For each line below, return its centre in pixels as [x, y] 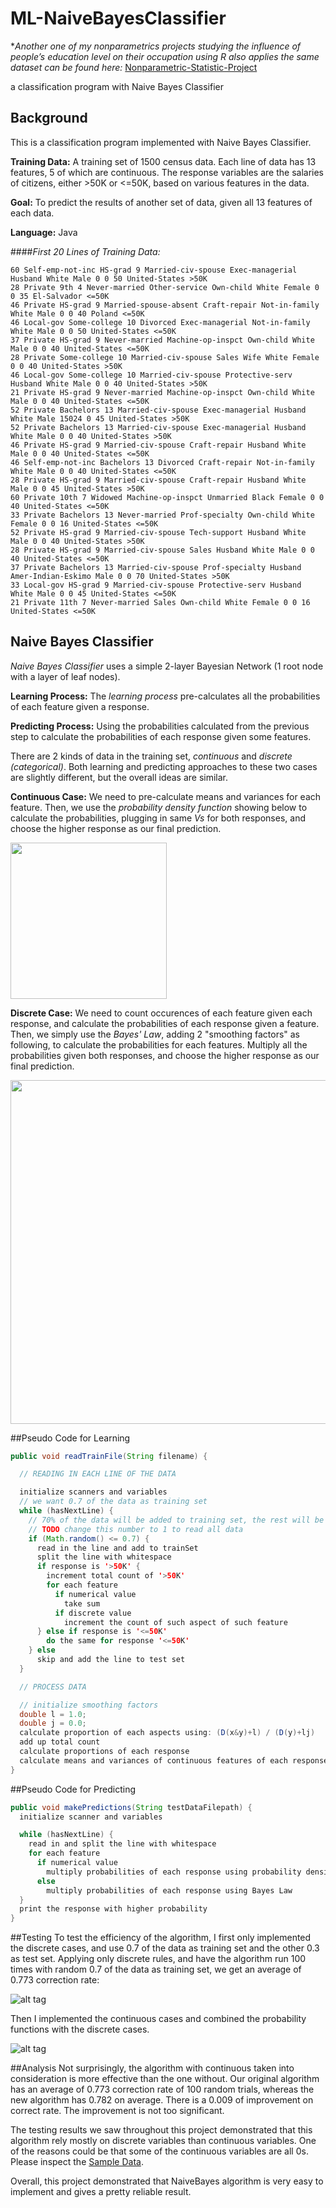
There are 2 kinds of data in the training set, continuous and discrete [151, 756]
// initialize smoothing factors [89, 1705]
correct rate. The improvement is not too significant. [117, 2111]
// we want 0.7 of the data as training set [113, 1502]
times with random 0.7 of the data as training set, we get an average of [156, 1969]
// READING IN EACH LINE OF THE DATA [98, 1474]
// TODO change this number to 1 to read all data [136, 1529]
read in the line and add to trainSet [117, 1548]
